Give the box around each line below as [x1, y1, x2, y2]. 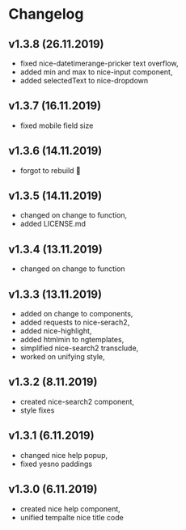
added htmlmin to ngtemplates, [19, 335, 125, 345]
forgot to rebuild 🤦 [19, 165, 81, 175]
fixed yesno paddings [19, 459, 93, 469]
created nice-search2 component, [19, 396, 135, 406]
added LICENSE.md [19, 219, 87, 229]
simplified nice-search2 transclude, [19, 343, 139, 353]
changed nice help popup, [19, 450, 108, 460]
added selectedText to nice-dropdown [19, 76, 149, 85]
